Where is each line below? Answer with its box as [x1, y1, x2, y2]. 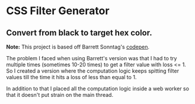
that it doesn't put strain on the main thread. [6, 92, 114, 98]
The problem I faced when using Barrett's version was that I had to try [6, 55, 177, 61]
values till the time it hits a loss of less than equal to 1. [6, 74, 137, 80]
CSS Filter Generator [6, 4, 110, 18]
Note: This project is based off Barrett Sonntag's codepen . [6, 43, 150, 50]
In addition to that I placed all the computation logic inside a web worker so [6, 85, 190, 92]
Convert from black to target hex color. [6, 28, 152, 38]
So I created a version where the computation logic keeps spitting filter [6, 67, 180, 74]
